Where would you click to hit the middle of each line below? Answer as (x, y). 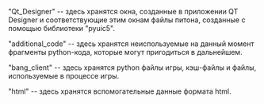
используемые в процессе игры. (64, 76)
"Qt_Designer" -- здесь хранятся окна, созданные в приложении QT (123, 12)
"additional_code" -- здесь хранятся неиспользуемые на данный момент (131, 44)
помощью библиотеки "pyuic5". (62, 28)
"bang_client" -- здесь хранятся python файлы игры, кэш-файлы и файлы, (132, 67)
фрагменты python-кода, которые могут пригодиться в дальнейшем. (126, 52)
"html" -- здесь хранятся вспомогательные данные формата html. (120, 91)
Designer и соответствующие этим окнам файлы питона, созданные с (127, 20)
